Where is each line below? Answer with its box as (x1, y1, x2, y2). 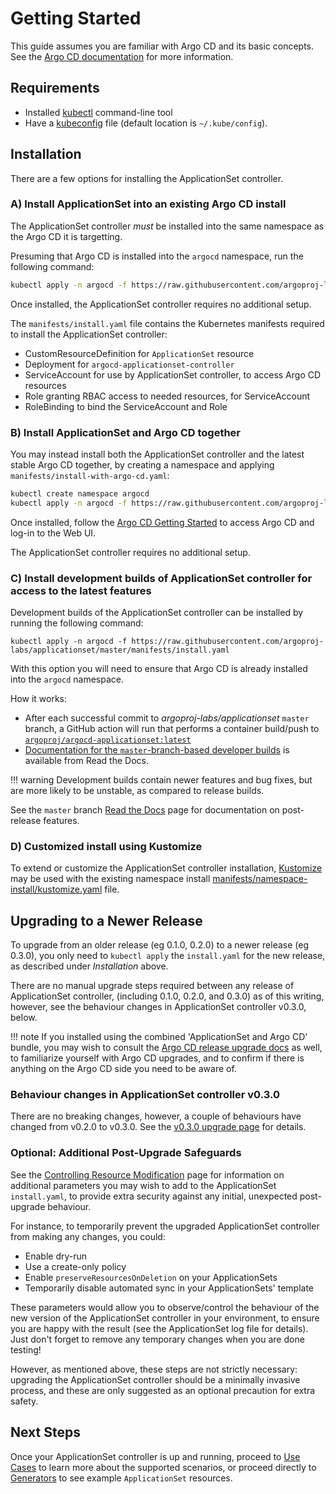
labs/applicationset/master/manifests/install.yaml (10, 645, 230, 656)
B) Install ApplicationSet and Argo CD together (10, 425, 242, 439)
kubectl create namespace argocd (10, 489, 150, 499)
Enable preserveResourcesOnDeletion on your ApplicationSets (24, 1271, 278, 1283)
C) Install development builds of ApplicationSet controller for (10, 571, 313, 585)
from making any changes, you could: (10, 1230, 166, 1242)
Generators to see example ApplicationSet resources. (10, 1472, 233, 1484)
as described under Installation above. (10, 960, 169, 972)
